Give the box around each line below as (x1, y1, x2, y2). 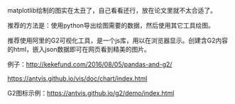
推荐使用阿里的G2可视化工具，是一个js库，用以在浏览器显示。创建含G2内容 (7, 36, 229, 45)
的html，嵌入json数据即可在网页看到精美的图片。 (7, 45, 151, 53)
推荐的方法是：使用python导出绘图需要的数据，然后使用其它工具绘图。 (7, 21, 214, 30)
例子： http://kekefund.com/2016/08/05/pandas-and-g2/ (7, 60, 173, 69)
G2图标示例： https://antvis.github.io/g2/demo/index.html (7, 89, 175, 97)
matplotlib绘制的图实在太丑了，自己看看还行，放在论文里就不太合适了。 (7, 6, 217, 14)
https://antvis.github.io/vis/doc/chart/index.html (7, 74, 148, 83)
